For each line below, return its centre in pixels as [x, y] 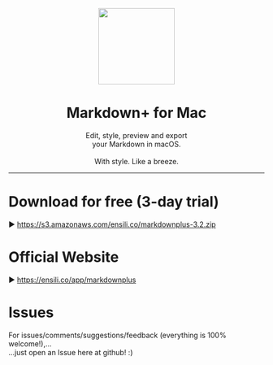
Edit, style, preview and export [136, 135]
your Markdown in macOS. [136, 144]
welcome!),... [30, 343]
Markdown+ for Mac [136, 113]
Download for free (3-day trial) [114, 202]
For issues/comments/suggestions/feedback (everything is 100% [117, 335]
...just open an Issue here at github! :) [71, 352]
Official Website [64, 257]
